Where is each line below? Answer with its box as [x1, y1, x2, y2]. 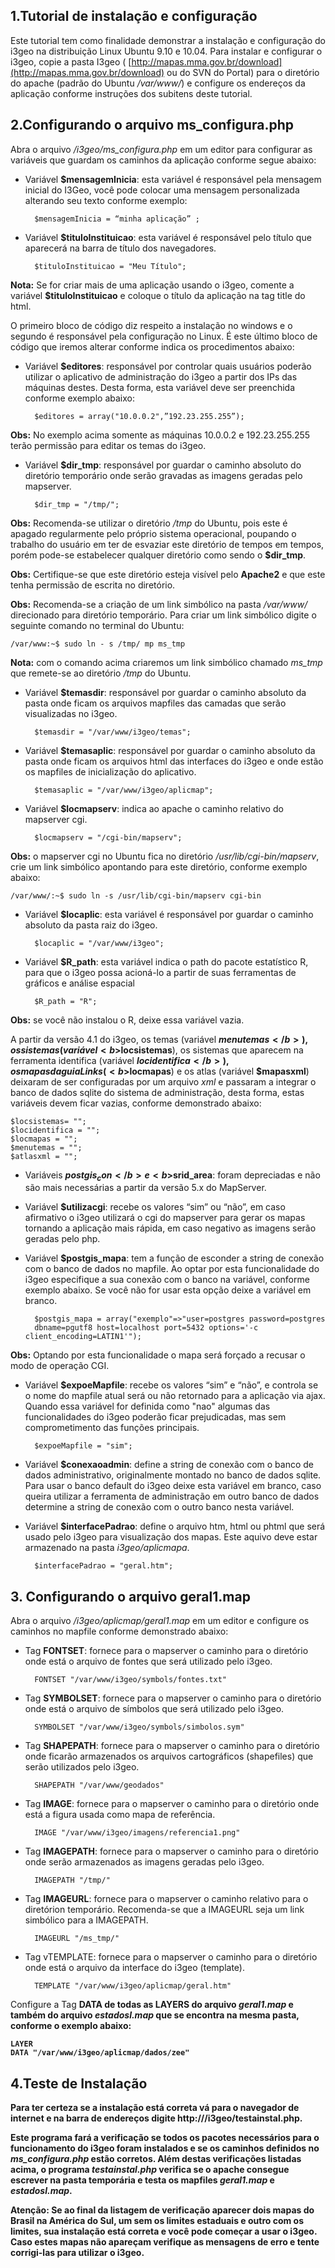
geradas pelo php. [24, 1233, 101, 1245]
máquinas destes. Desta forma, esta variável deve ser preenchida [24, 381, 295, 393]
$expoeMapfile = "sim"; [34, 1441, 133, 1451]
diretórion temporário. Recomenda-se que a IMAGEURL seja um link [24, 1904, 305, 1916]
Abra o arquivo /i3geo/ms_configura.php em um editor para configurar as [10, 143, 313, 155]
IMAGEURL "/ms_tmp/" [34, 1934, 120, 1944]
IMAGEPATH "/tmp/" [34, 1875, 111, 1886]
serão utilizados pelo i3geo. [24, 1761, 140, 1773]
